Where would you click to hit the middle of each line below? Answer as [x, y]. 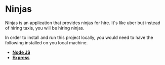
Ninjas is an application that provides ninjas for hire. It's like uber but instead [83, 23]
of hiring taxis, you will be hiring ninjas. [45, 28]
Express [21, 57]
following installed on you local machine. [46, 42]
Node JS [21, 52]
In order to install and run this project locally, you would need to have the [79, 37]
